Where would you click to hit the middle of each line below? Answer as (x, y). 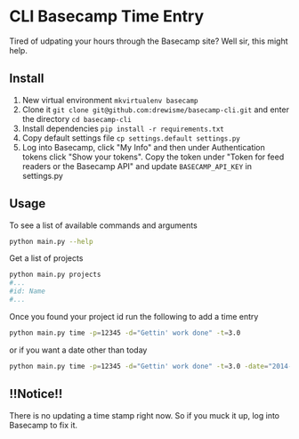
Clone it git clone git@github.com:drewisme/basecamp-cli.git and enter (155, 110)
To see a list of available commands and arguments (103, 225)
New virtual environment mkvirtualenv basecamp (110, 100)
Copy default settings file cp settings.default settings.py (131, 138)
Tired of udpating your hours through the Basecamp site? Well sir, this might (149, 41)
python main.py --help (51, 241)
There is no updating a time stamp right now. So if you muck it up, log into (145, 415)
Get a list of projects (46, 258)
